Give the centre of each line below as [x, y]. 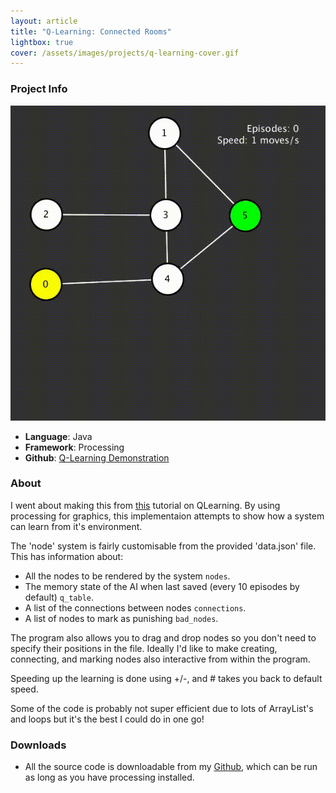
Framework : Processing [74, 447]
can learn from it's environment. [76, 526]
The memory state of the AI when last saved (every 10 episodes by [162, 586]
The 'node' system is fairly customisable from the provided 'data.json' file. [163, 546]
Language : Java [58, 436]
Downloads [38, 745]
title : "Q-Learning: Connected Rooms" [91, 31]
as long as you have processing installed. [109, 777]
